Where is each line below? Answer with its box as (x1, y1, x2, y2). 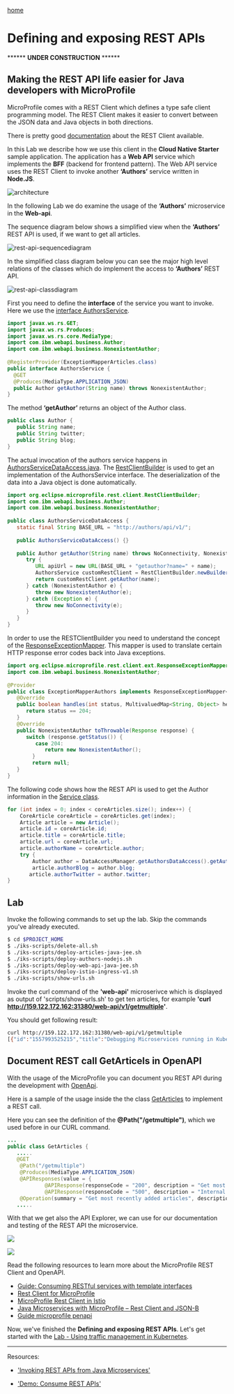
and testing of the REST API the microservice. (7, 1221, 139, 1230)
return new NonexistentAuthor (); (44, 747, 141, 754)
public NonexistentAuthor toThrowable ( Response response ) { (16, 727, 195, 734)
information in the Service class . (7, 792, 100, 801)
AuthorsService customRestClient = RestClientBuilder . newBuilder (35, 569, 229, 576)
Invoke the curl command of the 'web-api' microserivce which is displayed (7, 987, 223, 996)
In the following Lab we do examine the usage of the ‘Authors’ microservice (7, 202, 226, 210)
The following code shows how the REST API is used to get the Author (7, 785, 209, 793)
